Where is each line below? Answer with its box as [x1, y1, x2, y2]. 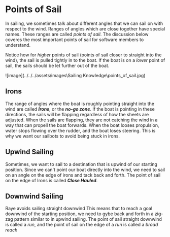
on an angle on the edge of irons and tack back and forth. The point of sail [5, 172, 161, 178]
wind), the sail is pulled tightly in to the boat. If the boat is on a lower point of [5, 57, 165, 63]
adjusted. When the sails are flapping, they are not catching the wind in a [5, 117, 158, 123]
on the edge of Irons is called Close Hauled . [5, 177, 98, 183]
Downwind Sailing [5, 192, 63, 200]
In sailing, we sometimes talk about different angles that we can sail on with [5, 20, 163, 26]
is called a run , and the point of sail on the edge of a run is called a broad [5, 222, 158, 228]
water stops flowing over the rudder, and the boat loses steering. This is [5, 127, 156, 133]
